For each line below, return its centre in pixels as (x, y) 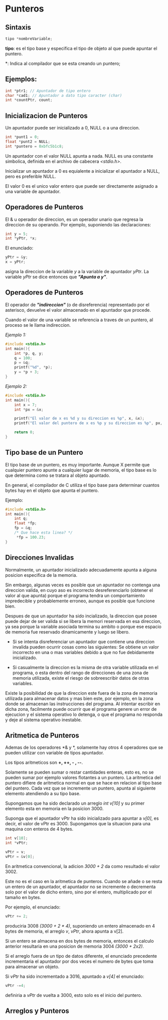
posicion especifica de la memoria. (41, 575)
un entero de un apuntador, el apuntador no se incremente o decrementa (80, 886)
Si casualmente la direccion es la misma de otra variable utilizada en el (86, 667)
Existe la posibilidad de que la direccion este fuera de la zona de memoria (81, 693)
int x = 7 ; (26, 405)
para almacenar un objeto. (32, 966)
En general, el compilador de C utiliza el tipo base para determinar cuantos (82, 485)
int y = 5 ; (17, 234)
